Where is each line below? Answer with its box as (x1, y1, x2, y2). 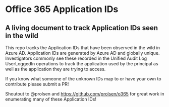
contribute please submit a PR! (5, 81, 69, 87)
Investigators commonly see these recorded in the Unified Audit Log (5, 55, 147, 61)
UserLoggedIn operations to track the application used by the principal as (5, 61, 158, 66)
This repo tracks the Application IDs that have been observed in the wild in (5, 45, 160, 51)
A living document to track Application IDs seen (5, 24, 158, 32)
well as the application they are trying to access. (5, 66, 106, 72)
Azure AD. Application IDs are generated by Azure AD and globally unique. (5, 50, 160, 56)
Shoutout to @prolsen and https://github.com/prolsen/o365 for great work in (5, 91, 164, 96)
